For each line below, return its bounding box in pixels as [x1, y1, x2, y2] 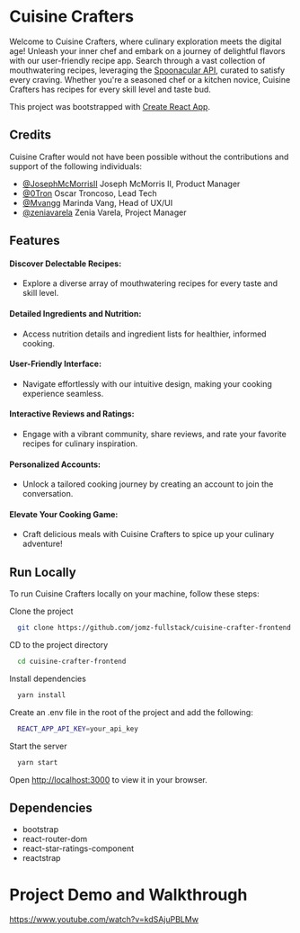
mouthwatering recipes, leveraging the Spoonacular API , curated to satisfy [9, 65, 286, 76]
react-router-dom [22, 834, 88, 845]
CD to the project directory [9, 640, 109, 650]
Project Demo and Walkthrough [9, 884, 248, 905]
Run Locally [9, 564, 76, 579]
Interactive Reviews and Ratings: [9, 408, 135, 419]
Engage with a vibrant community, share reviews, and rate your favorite [22, 428, 287, 439]
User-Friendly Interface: [9, 358, 101, 370]
